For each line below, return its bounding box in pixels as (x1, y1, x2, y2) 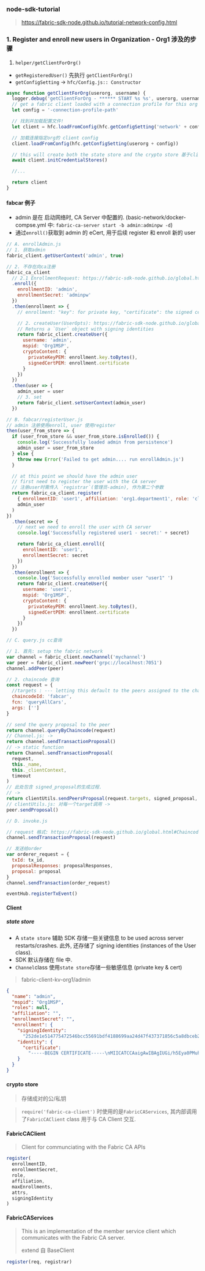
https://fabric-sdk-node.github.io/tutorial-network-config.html (21, 19, 178, 26)
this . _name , (12, 761, 43, 768)
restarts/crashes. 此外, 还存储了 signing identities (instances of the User (15, 941, 196, 949)
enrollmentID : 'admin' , (17, 286, 78, 292)
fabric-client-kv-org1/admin (21, 976, 91, 983)
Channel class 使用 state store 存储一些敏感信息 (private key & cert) (15, 963, 182, 971)
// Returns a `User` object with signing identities (17, 326, 154, 332)
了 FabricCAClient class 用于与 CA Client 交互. (21, 1116, 136, 1123)
